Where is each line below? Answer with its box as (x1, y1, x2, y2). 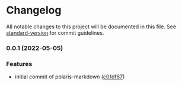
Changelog (6, 4, 62, 17)
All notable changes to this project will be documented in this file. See (6, 23, 177, 30)
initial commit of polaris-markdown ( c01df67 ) (14, 73, 125, 80)
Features (6, 59, 33, 68)
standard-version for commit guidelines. (6, 29, 104, 36)
